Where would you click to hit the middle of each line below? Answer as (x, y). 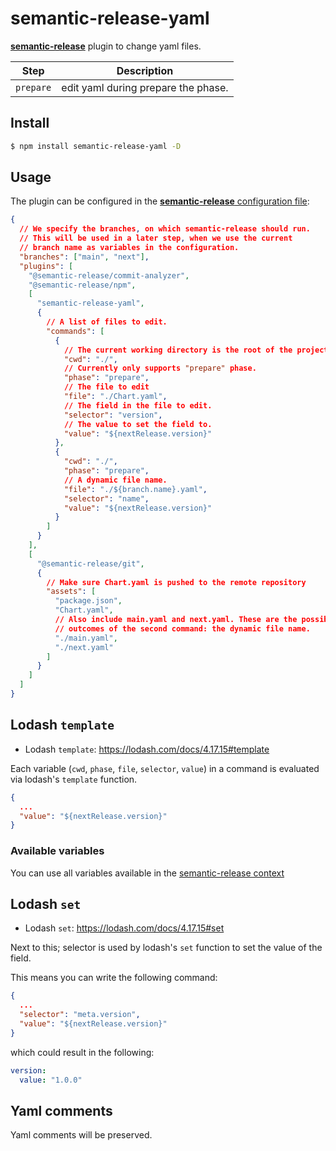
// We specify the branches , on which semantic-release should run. (165, 229)
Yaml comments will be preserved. (81, 1135)
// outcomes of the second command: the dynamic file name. (182, 628)
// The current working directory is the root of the (178, 350)
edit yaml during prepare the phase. (145, 87)
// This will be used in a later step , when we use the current (156, 238)
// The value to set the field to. (138, 424)
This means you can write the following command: (114, 978)
